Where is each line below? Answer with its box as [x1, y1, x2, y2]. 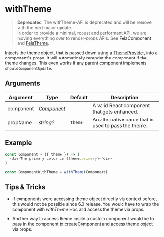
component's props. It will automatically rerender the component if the [5, 55, 147, 60]
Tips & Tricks [5, 183, 46, 191]
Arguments [5, 79, 41, 88]
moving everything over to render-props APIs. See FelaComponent [17, 35, 151, 41]
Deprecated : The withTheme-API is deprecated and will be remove [17, 20, 152, 25]
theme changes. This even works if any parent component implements [5, 60, 147, 66]
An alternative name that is [92, 116, 154, 123]
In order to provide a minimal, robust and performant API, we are [17, 30, 147, 36]
